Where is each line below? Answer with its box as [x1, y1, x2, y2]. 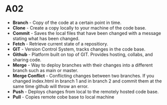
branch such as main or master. [12, 67, 78, 73]
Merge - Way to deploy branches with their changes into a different [12, 62, 153, 68]
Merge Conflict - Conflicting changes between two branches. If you [12, 72, 155, 78]
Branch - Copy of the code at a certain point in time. [12, 19, 122, 25]
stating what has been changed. [12, 35, 80, 41]
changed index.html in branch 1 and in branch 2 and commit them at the [12, 78, 162, 84]
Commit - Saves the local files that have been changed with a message [12, 30, 161, 36]
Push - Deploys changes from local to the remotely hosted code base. [12, 88, 159, 94]
